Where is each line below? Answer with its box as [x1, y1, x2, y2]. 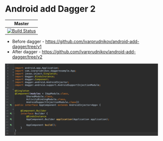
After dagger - [12, 49, 41, 55]
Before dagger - [12, 39, 45, 45]
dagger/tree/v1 [12, 44, 42, 49]
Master [14, 21, 29, 27]
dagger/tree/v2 [12, 54, 43, 60]
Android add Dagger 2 [5, 3, 96, 15]
